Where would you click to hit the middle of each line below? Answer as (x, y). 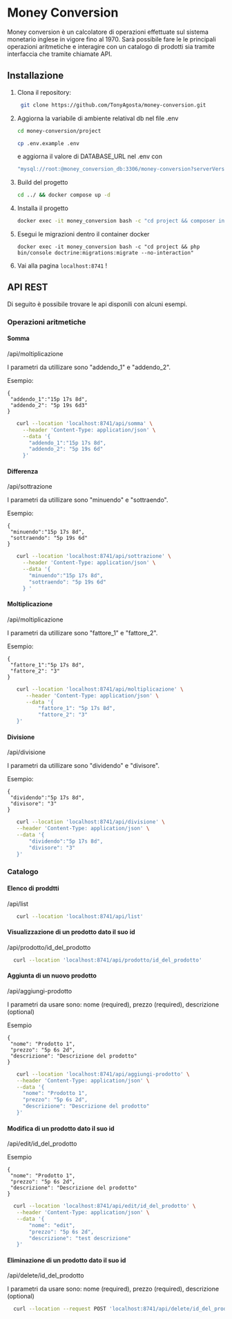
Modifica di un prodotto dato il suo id (61, 1128)
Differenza (23, 471)
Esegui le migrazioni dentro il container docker (83, 234)
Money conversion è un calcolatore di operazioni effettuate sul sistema (108, 32)
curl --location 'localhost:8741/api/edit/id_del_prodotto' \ (105, 1206)
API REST (28, 287)
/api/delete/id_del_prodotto (46, 1275)
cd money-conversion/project (59, 131)
